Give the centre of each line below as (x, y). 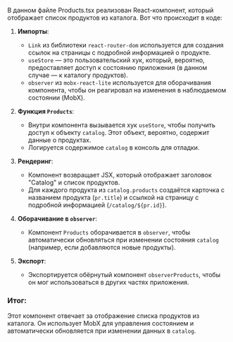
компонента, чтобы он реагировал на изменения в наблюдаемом (127, 90)
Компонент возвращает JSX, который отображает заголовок (120, 175)
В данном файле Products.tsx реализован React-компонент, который (111, 10)
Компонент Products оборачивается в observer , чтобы (109, 232)
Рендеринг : (35, 161)
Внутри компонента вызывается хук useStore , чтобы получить (122, 125)
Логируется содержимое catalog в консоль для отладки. (114, 147)
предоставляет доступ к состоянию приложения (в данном (118, 67)
